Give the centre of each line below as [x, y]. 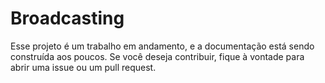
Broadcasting [67, 18]
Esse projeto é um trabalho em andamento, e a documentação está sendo [162, 46]
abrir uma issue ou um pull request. [83, 67]
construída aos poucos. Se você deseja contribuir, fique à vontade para [157, 56]
